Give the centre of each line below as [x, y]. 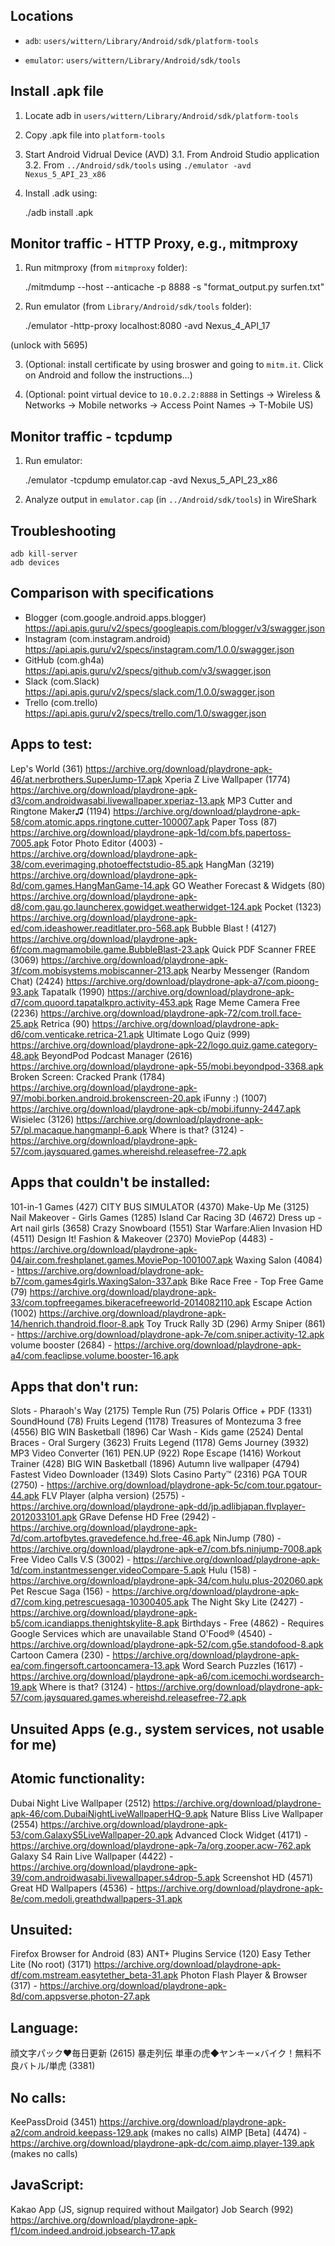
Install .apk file [57, 91]
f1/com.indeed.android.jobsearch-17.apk [93, 2230]
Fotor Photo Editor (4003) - [107, 843]
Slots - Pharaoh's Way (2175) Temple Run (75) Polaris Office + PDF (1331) [161, 1411]
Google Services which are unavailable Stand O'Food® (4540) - [141, 1634]
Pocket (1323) [293, 906]
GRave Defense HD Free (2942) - [148, 1517]
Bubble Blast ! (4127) [234, 928]
